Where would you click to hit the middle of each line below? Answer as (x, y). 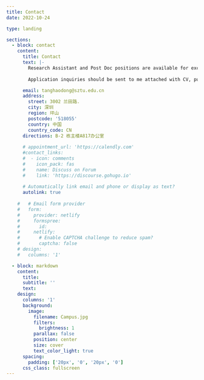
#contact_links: (43, 153)
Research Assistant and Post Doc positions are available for (108, 68)
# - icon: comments (48, 159)
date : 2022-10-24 (28, 18)
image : (36, 311)
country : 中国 (45, 124)
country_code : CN (50, 130)
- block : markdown (35, 266)
